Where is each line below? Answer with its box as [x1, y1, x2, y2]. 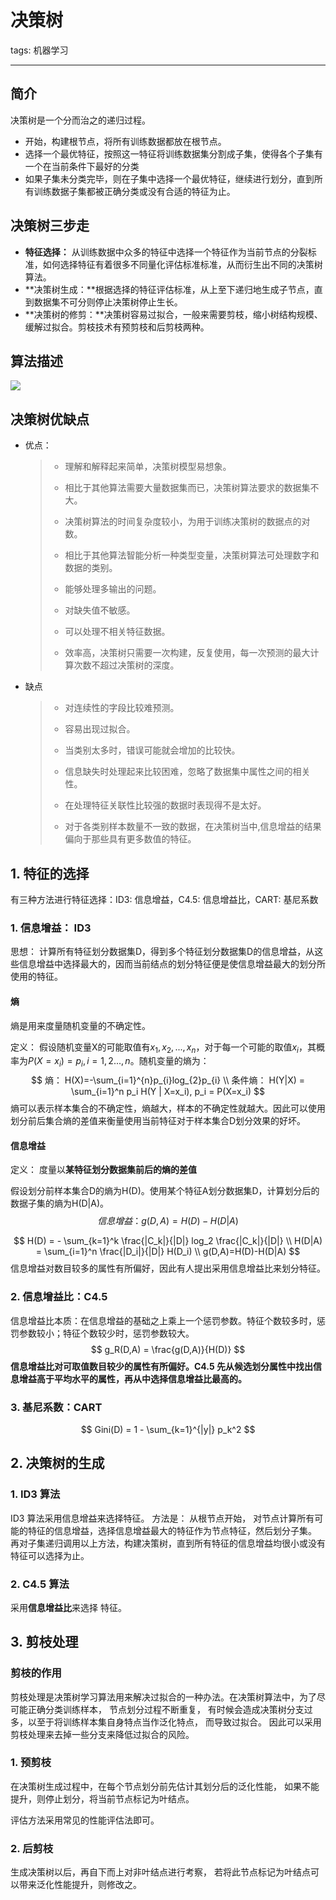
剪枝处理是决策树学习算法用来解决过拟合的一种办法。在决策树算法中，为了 [10, 1691, 317, 1703]
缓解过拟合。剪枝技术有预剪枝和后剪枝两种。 [24, 321, 210, 333]
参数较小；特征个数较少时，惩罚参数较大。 [18, 1327, 195, 1339]
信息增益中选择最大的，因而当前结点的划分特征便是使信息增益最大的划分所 [18, 958, 326, 970]
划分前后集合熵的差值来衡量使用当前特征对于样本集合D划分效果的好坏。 [10, 1115, 307, 1127]
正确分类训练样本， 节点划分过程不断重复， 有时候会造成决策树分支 [27, 1703, 305, 1715]
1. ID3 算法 [10, 1487, 61, 1501]
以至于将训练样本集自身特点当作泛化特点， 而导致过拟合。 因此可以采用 [27, 1716, 322, 1728]
